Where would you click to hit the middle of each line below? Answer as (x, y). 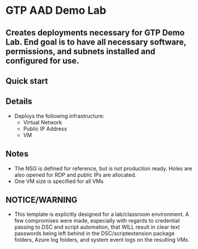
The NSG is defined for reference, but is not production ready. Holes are (103, 168)
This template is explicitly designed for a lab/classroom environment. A (102, 214)
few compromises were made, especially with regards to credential (97, 221)
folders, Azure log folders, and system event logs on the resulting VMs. (102, 240)
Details (19, 102)
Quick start (27, 81)
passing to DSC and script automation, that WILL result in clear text (97, 227)
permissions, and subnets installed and (81, 51)
